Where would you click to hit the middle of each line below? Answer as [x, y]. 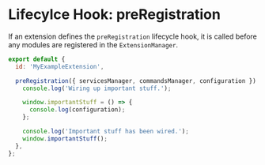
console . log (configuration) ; [77, 110]
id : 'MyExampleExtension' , [60, 66]
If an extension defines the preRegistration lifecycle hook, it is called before [132, 36]
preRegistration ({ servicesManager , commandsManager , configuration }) [136, 81]
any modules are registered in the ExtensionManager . [93, 44]
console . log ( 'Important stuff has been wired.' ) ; [106, 132]
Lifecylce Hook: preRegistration [115, 15]
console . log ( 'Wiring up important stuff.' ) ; [97, 88]
